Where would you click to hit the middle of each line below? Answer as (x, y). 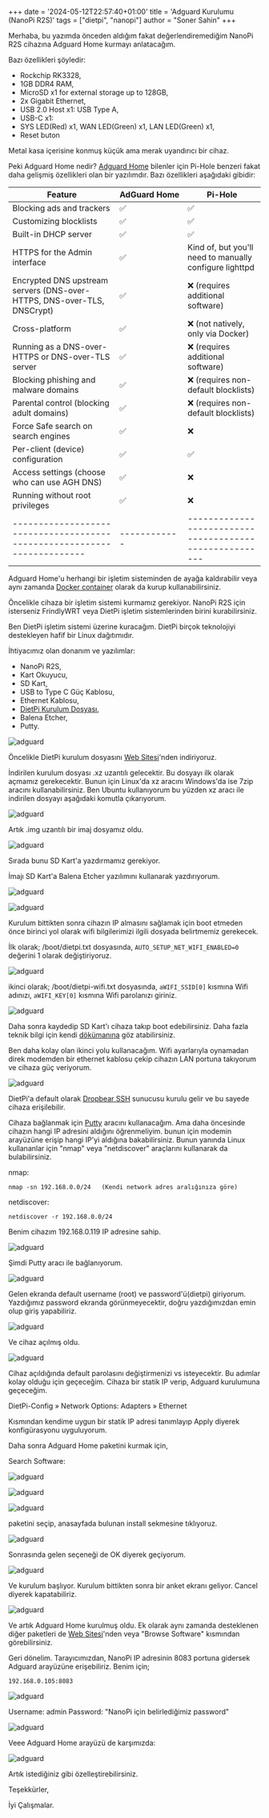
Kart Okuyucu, (44, 675)
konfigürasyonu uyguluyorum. (58, 1430)
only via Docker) (218, 334)
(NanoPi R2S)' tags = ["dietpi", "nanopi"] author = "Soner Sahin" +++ (122, 20)
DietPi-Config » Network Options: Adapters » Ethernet (98, 1406)
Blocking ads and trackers (61, 208)
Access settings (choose (59, 472)
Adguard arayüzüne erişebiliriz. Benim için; (79, 1667)
